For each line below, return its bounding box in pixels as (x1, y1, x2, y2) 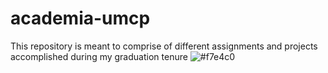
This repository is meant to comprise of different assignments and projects (10, 40, 318, 52)
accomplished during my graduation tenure (10, 50, 188, 62)
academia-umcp (10, 7, 151, 30)
